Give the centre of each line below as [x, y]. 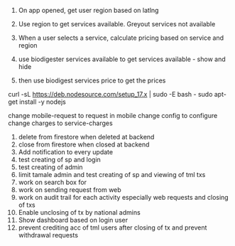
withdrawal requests [48, 235]
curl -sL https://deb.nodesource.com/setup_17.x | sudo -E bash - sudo [110, 94]
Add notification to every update [65, 152]
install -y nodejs [43, 102]
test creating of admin [51, 167]
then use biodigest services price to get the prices [92, 80]
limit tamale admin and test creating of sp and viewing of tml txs [112, 175]
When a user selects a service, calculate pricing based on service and [121, 38]
